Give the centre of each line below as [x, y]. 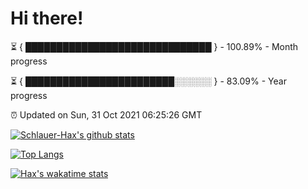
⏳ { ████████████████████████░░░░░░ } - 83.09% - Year [148, 81]
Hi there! [47, 18]
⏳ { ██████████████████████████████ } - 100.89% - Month [154, 46]
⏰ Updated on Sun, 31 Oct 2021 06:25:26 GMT [106, 114]
